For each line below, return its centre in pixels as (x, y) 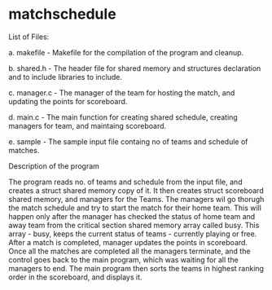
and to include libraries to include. (66, 77)
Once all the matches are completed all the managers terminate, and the (129, 251)
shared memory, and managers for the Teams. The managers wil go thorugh (136, 199)
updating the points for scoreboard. (68, 101)
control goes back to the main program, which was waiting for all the (123, 259)
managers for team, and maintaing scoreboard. (88, 125)
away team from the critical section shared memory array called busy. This (134, 225)
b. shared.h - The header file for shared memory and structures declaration (135, 68)
